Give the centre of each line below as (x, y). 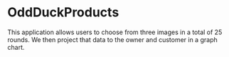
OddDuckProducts (63, 12)
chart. (16, 47)
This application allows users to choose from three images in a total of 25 (115, 32)
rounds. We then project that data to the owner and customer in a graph (113, 39)
